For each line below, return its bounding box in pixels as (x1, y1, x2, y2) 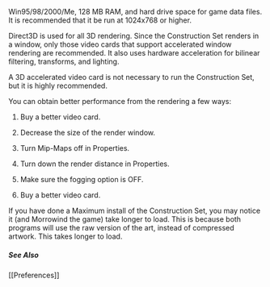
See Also (8, 250, 39, 260)
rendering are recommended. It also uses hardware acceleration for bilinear (8, 48, 260, 57)
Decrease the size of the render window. (19, 128, 156, 137)
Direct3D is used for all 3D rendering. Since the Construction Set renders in (8, 31, 259, 40)
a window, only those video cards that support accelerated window (8, 40, 232, 49)
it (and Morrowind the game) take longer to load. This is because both (8, 214, 241, 224)
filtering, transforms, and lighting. (8, 56, 120, 66)
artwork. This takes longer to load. (8, 231, 123, 241)
